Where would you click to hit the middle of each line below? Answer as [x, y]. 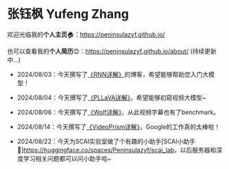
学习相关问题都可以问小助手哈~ [67, 158]
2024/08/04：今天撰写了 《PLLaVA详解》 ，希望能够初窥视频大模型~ [112, 98]
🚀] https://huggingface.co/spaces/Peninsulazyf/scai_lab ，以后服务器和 [117, 150]
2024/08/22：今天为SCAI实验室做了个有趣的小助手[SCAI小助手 [106, 141]
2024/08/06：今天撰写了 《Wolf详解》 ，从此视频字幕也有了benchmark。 [118, 112]
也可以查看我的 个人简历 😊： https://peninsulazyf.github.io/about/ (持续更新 [112, 51]
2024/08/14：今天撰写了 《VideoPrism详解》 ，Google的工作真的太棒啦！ [119, 126]
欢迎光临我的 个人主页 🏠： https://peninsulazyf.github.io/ [86, 34]
